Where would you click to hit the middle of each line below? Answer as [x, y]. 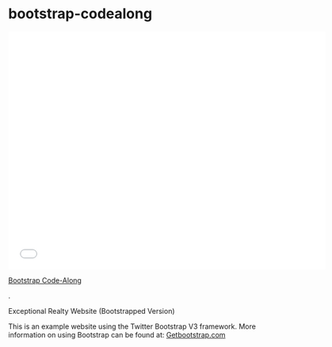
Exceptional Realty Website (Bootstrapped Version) [92, 311]
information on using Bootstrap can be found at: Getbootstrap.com [117, 334]
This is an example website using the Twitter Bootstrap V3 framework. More [132, 326]
